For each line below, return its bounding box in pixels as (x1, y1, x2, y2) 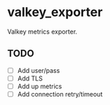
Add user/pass (17, 66, 60, 74)
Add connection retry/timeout (17, 90, 103, 98)
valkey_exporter (7, 4, 103, 20)
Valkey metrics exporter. (7, 27, 78, 36)
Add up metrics (17, 82, 62, 90)
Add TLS (17, 74, 43, 83)
